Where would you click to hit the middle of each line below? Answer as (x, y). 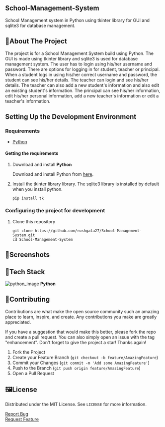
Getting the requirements (32, 153)
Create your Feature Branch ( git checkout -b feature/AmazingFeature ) (85, 357)
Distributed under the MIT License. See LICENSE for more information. (76, 404)
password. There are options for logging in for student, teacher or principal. (82, 69)
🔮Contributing (28, 299)
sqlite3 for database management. (40, 25)
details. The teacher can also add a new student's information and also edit (82, 85)
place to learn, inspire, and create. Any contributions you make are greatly (81, 317)
